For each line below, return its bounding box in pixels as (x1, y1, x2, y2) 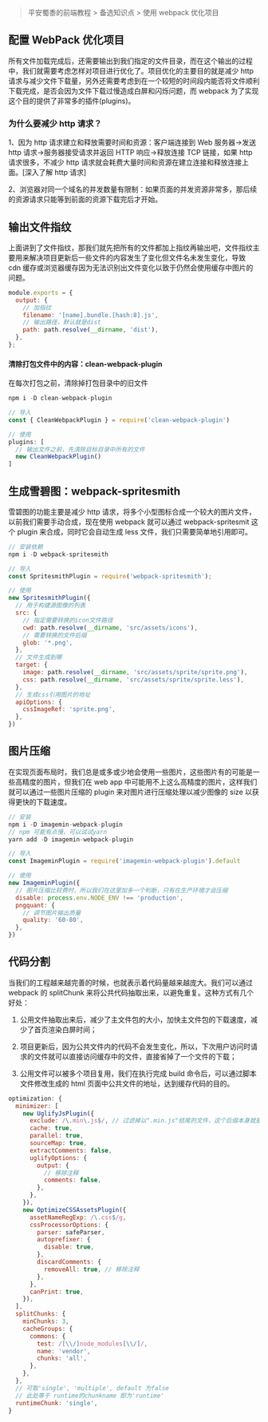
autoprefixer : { (37, 1236, 91, 1244)
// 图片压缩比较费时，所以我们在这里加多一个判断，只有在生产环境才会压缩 (15, 886, 229, 894)
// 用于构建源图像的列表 (15, 602, 86, 610)
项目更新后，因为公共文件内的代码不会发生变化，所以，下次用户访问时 (19, 1042, 251, 1051)
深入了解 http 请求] (25, 168, 87, 177)
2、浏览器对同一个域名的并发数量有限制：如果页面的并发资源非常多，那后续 (8, 185, 258, 194)
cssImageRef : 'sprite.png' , (22, 705, 116, 713)
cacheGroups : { (22, 1325, 73, 1333)
